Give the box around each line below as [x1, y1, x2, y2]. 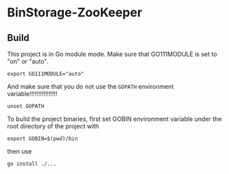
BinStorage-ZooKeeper [7, 5, 143, 20]
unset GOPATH [7, 103, 45, 110]
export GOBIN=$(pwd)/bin [7, 135, 78, 142]
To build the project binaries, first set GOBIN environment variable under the [7, 115, 222, 123]
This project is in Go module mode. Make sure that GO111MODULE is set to [7, 50, 217, 58]
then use [7, 147, 32, 155]
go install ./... [7, 160, 57, 167]
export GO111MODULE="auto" [7, 70, 84, 77]
